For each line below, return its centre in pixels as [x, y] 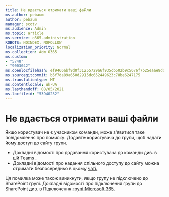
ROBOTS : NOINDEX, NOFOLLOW [33, 43]
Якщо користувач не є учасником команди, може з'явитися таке [75, 132]
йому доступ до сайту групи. [36, 143]
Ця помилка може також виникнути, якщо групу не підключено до [77, 178]
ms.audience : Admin [26, 29]
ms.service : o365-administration [40, 38]
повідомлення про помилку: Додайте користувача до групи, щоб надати [83, 138]
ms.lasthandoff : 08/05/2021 [35, 89]
